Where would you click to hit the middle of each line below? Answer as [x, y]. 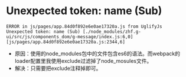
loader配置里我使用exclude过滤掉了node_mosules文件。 [83, 61]
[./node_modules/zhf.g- [112, 31]
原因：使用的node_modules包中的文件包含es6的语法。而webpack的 [97, 53]
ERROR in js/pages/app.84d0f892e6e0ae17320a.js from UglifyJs [84, 26]
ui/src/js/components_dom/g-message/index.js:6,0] [70, 36]
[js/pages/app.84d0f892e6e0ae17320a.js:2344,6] [66, 42]
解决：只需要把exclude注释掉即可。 [58, 68]
